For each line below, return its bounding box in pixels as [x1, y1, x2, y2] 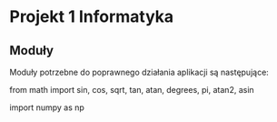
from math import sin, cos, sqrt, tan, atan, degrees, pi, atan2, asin [9, 85, 254, 95]
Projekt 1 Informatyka [9, 6, 174, 27]
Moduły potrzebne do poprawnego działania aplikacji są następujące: [9, 66, 270, 77]
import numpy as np [9, 102, 84, 113]
